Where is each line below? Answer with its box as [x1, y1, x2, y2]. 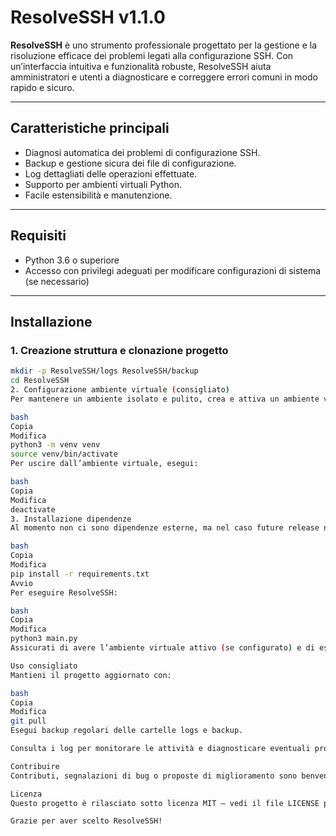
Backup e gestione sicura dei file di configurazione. [24, 157, 237, 169]
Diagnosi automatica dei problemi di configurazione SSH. [24, 146, 261, 158]
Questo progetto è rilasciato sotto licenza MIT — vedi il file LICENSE [10, 798, 320, 808]
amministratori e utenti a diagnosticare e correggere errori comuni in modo [10, 71, 318, 83]
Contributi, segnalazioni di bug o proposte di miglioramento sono [10, 771, 298, 781]
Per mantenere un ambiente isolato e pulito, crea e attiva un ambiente [10, 394, 320, 404]
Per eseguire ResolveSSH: [10, 587, 118, 598]
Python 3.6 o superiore [24, 254, 120, 266]
